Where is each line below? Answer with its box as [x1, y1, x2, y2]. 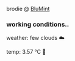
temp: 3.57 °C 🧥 [6, 48, 46, 56]
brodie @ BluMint [6, 5, 50, 12]
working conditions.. [6, 20, 70, 28]
